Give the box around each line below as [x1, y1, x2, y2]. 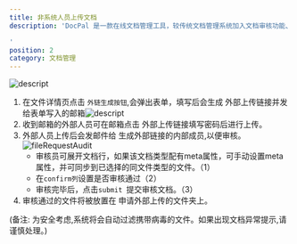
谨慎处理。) [9, 225, 48, 236]
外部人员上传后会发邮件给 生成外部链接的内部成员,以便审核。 [21, 130, 246, 141]
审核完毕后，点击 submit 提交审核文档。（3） [35, 184, 198, 195]
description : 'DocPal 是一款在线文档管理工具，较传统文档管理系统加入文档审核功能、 [9, 21, 293, 30]
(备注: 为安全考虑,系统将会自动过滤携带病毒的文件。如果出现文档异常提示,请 [9, 215, 287, 225]
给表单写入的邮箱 [21, 108, 86, 118]
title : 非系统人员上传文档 [9, 12, 98, 22]
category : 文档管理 [9, 54, 77, 63]
